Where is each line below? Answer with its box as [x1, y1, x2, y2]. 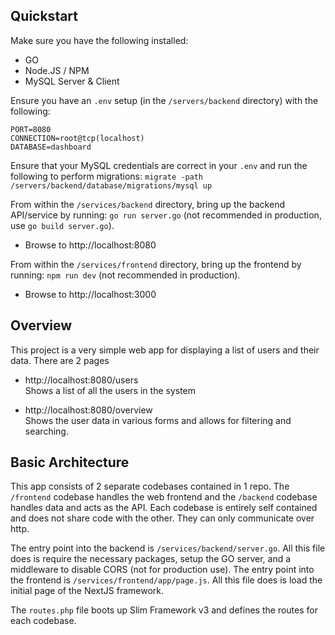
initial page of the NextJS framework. [10, 585, 165, 597]
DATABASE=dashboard [10, 142, 92, 152]
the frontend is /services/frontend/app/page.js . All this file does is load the [10, 574, 323, 586]
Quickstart [10, 8, 79, 25]
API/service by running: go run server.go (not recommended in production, [10, 209, 322, 221]
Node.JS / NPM [24, 64, 90, 76]
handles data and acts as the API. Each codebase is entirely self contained [10, 502, 318, 514]
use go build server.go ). [10, 219, 115, 231]
